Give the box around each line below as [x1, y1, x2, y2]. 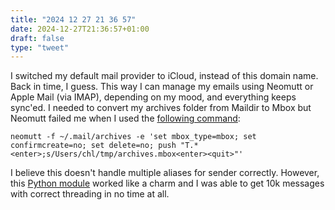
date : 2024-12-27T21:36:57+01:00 [10, 24, 150, 34]
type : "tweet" [10, 42, 70, 53]
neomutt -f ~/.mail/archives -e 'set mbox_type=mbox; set [10, 132, 257, 142]
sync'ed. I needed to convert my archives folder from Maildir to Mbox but [10, 102, 312, 114]
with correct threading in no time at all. [10, 188, 170, 200]
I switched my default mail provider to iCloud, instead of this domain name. [10, 70, 319, 82]
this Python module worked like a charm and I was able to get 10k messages [10, 177, 325, 190]
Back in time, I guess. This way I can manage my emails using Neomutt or [10, 81, 314, 93]
